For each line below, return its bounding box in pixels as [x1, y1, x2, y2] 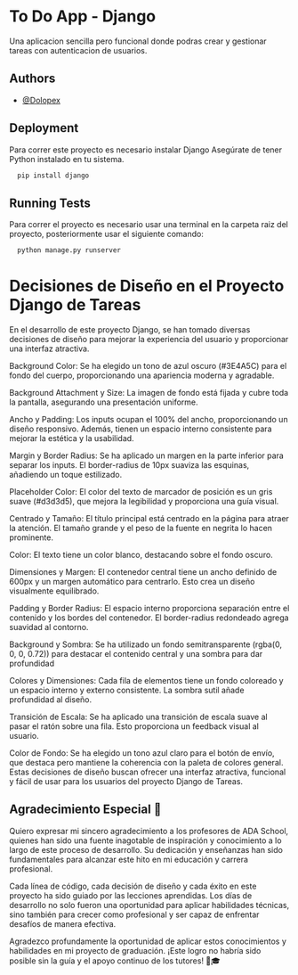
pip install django [17, 171, 90, 180]
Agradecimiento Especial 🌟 [9, 802, 162, 817]
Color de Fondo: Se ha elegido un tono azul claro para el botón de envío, [9, 748, 275, 758]
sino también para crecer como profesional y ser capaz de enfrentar [9, 909, 260, 920]
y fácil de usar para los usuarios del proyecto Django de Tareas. [9, 776, 243, 787]
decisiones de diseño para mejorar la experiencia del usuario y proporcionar [9, 334, 289, 345]
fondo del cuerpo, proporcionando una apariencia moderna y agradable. [9, 370, 275, 381]
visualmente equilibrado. [9, 586, 100, 596]
